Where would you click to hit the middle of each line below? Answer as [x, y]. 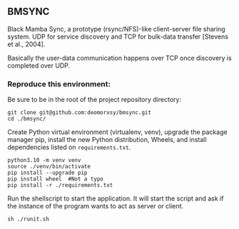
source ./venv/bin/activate [49, 167]
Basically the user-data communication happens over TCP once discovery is [119, 58]
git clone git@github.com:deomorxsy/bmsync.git [80, 113]
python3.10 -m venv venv [44, 161]
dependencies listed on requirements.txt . [69, 147]
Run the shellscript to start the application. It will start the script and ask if [116, 198]
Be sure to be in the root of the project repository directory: [95, 100]
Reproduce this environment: [59, 83]
